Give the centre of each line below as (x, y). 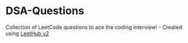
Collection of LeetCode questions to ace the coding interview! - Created (94, 27)
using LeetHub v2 (27, 33)
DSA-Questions (45, 11)
